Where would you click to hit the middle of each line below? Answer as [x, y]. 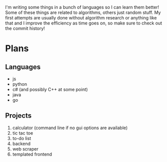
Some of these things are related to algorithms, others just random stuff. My [83, 12]
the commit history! [25, 28]
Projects [18, 116]
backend [21, 144]
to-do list [22, 138]
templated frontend [32, 154]
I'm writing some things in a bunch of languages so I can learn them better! [82, 7]
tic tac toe [23, 133]
